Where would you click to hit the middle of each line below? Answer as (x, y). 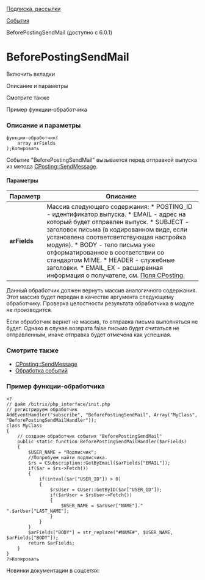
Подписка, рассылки (34, 9)
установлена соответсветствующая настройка (117, 237)
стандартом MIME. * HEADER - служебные (111, 260)
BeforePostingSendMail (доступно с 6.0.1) (59, 32)
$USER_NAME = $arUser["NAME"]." (102, 506)
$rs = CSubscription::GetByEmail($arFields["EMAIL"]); (99, 463)
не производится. (29, 310)
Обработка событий (41, 370)
